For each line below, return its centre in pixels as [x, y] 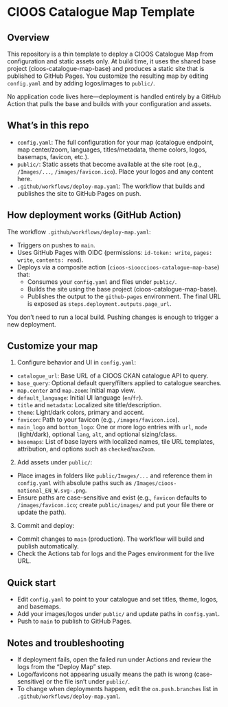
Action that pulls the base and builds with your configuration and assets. [109, 104]
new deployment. [32, 324]
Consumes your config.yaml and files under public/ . [102, 281]
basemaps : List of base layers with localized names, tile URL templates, [116, 442]
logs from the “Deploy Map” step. [64, 667]
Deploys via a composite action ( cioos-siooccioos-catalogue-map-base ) [118, 267]
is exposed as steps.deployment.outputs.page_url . [99, 303]
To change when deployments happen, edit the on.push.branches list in [117, 689]
